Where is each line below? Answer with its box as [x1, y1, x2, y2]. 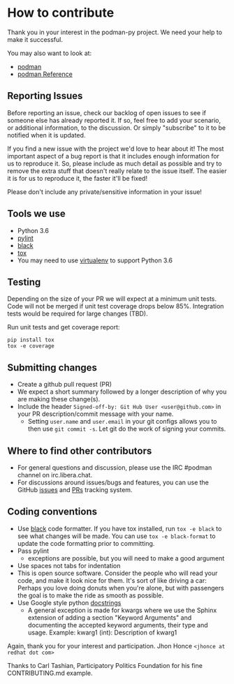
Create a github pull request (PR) [17, 380, 112, 389]
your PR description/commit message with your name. [17, 410, 174, 418]
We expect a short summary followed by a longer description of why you [17, 387, 227, 396]
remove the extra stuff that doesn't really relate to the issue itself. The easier [7, 166, 227, 175]
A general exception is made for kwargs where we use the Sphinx [27, 606, 217, 614]
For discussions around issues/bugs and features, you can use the [17, 478, 210, 486]
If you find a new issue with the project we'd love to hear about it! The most [7, 144, 224, 153]
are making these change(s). [17, 395, 101, 403]
